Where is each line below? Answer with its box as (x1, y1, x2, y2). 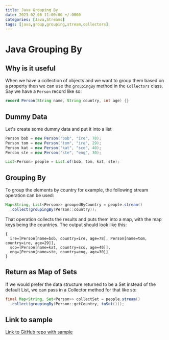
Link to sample (5, 315, 53, 324)
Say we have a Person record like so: (5, 88, 82, 94)
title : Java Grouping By (5, 7, 58, 13)
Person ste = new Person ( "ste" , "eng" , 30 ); (5, 150, 102, 155)
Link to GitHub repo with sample (5, 329, 73, 335)
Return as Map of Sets (5, 268, 78, 276)
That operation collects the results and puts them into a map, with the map (5, 216, 162, 222)
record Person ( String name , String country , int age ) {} (5, 98, 129, 104)
